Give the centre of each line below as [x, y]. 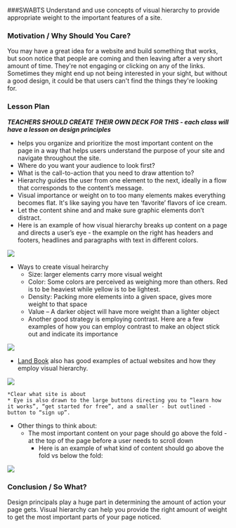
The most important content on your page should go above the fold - [127, 433]
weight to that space [58, 304]
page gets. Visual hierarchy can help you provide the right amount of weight [117, 509]
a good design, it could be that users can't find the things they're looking [112, 81]
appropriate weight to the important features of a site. [85, 18]
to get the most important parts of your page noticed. [84, 517]
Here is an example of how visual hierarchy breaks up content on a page [122, 225]
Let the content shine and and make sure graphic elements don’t [111, 210]
